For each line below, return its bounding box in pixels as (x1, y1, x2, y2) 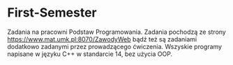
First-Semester (7, 5, 97, 21)
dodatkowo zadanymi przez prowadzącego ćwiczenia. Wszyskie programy (7, 42, 222, 50)
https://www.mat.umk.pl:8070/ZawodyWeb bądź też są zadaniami (7, 35, 197, 43)
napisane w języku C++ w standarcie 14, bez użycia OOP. (7, 50, 173, 58)
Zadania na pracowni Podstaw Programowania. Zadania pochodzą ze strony (7, 28, 227, 36)
